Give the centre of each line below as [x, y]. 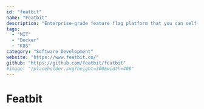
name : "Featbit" [27, 18]
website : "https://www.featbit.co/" [53, 57]
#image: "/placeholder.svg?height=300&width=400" [70, 69]
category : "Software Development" [50, 52]
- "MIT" [22, 35]
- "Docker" [25, 40]
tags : [13, 29]
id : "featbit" [24, 12]
